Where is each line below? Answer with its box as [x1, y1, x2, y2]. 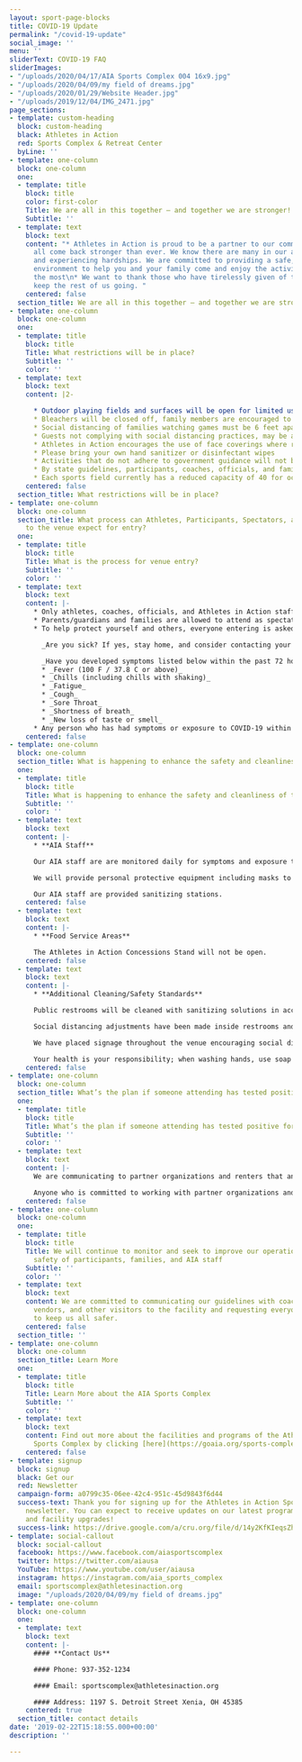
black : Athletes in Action [17, 131, 119, 140]
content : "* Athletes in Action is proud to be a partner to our [25, 240, 276, 249]
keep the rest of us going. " [32, 281, 147, 290]
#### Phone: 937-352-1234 [32, 1665, 130, 1674]
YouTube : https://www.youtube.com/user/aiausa [17, 1565, 195, 1575]
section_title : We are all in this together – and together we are [17, 298, 276, 307]
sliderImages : [9, 64, 63, 73]
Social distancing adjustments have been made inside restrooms [32, 1022, 280, 1031]
